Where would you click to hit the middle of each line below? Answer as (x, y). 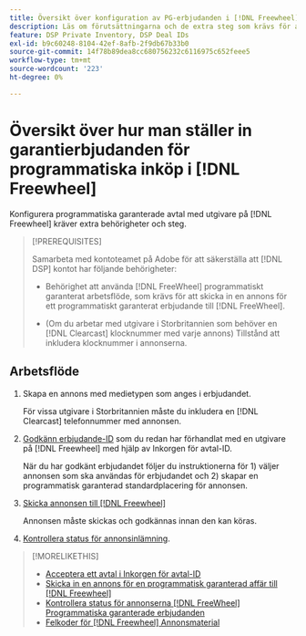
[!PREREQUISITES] (66, 241)
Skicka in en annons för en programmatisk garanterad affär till (161, 583)
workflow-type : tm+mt (51, 60)
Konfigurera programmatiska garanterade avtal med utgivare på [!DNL (141, 214)
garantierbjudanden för (100, 149)
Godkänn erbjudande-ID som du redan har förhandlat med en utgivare (154, 438)
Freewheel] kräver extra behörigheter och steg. (98, 224)
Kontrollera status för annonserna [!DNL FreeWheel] (143, 602)
